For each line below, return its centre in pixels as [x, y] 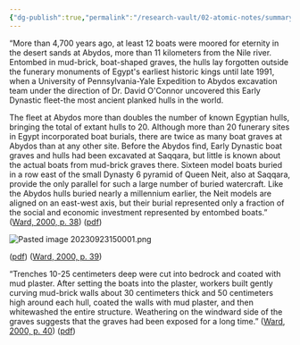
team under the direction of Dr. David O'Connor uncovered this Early [135, 90]
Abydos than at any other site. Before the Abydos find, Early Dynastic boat [146, 146]
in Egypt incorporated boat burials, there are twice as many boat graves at [146, 136]
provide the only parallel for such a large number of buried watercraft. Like [146, 183]
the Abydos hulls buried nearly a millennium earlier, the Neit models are [141, 193]
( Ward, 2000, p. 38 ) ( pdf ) [56, 222]
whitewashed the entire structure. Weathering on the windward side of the [146, 311]
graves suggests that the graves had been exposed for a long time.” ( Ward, [147, 321]
